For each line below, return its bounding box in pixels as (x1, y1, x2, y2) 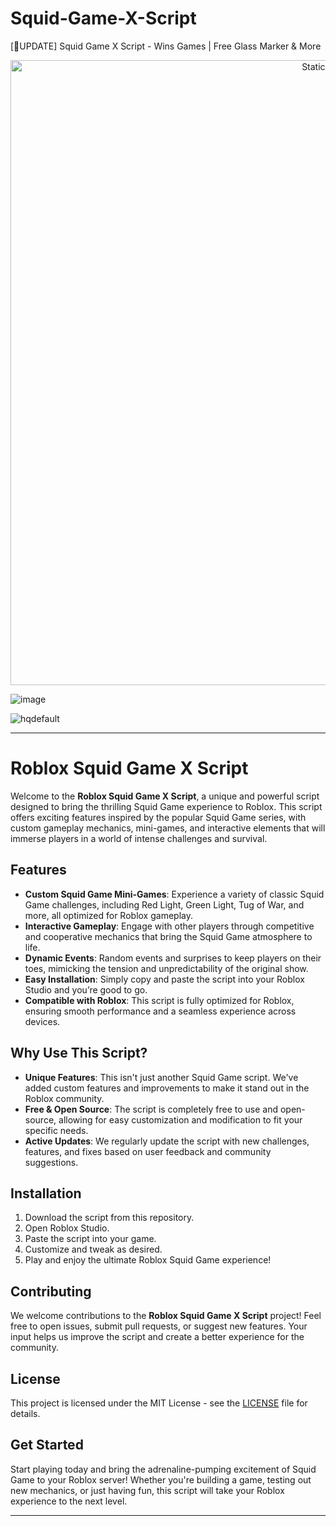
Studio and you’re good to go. (24, 983, 148, 996)
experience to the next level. (10, 1495, 128, 1507)
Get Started (10, 1437, 84, 1454)
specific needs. (24, 1124, 89, 1136)
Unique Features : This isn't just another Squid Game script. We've (24, 1071, 299, 1083)
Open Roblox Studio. (24, 1222, 110, 1234)
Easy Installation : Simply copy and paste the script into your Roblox (24, 973, 305, 985)
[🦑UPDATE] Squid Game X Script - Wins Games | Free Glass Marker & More (10, 40, 322, 52)
